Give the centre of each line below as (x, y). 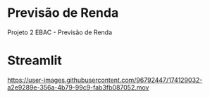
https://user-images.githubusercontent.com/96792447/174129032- (105, 80)
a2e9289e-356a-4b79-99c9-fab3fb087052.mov (78, 87)
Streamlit (35, 61)
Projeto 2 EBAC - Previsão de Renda (60, 32)
